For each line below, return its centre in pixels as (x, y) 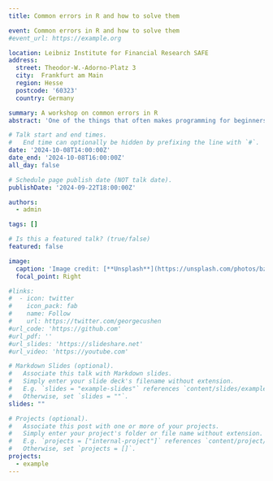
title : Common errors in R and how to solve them (94, 16)
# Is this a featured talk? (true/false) (80, 239)
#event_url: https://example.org (65, 38)
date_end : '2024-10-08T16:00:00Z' (67, 158)
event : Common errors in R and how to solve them (94, 30)
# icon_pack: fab (43, 306)
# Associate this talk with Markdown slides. (91, 374)
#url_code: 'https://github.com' (65, 329)
